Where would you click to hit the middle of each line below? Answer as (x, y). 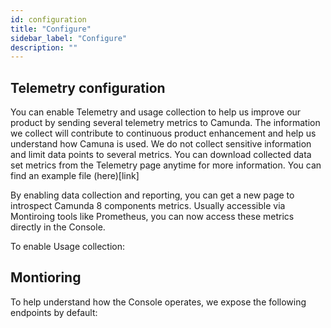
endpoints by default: (54, 312)
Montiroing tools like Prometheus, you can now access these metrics (152, 217)
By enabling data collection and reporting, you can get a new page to (152, 195)
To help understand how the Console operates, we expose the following (158, 302)
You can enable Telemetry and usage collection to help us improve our (156, 112)
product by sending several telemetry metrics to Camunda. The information (165, 123)
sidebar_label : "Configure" (69, 38)
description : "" (44, 47)
